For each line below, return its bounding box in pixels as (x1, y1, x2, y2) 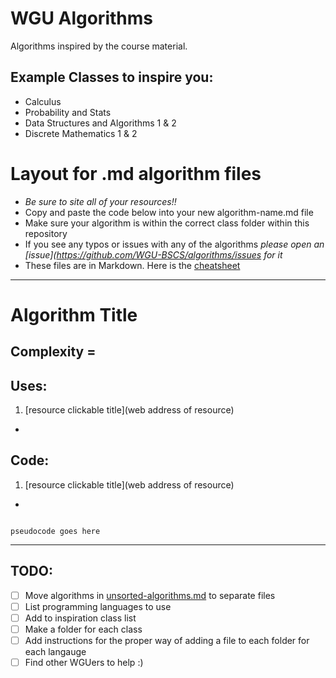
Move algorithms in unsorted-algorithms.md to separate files (24, 589, 276, 601)
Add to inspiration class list (24, 612, 137, 624)
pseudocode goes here (10, 526, 101, 536)
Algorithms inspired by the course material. (10, 40, 188, 52)
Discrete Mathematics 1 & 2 (24, 127, 138, 139)
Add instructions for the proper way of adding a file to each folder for (24, 634, 310, 646)
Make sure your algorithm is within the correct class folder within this (24, 217, 310, 229)
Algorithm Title (10, 303, 138, 326)
